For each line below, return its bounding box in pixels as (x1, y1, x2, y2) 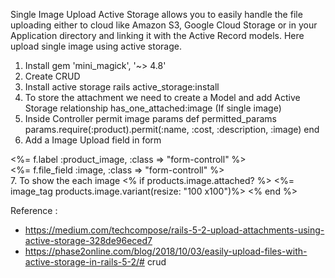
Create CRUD (24, 70, 81, 82)
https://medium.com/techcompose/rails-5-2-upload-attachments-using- (24, 224, 325, 236)
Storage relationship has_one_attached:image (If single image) (24, 102, 282, 114)
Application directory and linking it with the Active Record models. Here (10, 30, 305, 41)
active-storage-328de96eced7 (24, 235, 153, 246)
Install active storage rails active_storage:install (24, 81, 220, 93)
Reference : (10, 205, 58, 216)
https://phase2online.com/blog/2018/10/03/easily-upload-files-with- (24, 245, 308, 257)
